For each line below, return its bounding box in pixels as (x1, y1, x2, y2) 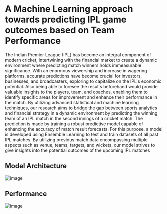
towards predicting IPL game (5, 14, 127, 25)
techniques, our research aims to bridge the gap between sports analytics (5, 105, 157, 111)
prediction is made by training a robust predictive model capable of (5, 121, 143, 127)
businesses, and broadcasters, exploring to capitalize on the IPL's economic (5, 78, 162, 84)
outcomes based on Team (5, 25, 115, 36)
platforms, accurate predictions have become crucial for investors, (5, 73, 142, 79)
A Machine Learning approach (5, 3, 133, 15)
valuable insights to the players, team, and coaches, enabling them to (5, 89, 148, 95)
